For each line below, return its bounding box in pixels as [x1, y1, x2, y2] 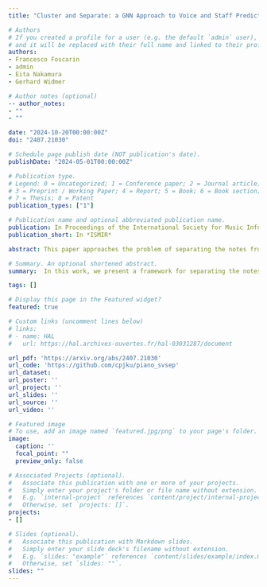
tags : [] [8, 282, 37, 290]
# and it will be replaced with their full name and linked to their [8, 41, 244, 49]
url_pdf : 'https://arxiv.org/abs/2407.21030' [8, 354, 161, 362]
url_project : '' [8, 383, 62, 391]
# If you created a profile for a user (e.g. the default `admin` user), [8, 33, 258, 41]
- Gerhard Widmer [8, 77, 66, 86]
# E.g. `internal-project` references [8, 494, 145, 502]
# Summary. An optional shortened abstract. [8, 259, 158, 267]
